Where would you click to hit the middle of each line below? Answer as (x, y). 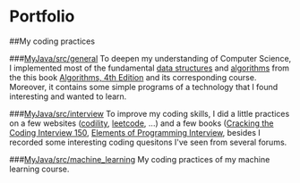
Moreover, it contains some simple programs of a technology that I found (144, 87)
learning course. (39, 169)
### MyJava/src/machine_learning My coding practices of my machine (140, 159)
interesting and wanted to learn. (68, 96)
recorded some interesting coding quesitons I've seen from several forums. (148, 142)
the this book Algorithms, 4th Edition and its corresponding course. (133, 77)
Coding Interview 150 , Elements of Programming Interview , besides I (135, 132)
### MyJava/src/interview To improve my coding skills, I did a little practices (150, 113)
